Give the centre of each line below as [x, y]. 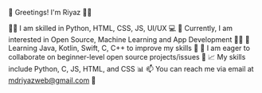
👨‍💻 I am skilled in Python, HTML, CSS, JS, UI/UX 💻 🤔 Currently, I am [121, 28]
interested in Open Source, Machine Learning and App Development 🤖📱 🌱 [129, 39]
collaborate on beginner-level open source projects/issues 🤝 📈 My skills [127, 57]
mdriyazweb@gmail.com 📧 [52, 80]
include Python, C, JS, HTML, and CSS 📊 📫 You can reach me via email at [131, 69]
